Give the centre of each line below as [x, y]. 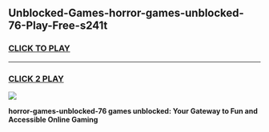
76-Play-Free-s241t [58, 26]
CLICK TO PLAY [39, 49]
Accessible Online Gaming [53, 119]
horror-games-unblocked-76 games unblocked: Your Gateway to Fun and [133, 110]
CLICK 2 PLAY [36, 78]
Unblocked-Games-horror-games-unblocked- [126, 13]
